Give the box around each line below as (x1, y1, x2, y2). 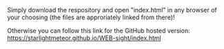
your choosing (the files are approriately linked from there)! (7, 13, 175, 21)
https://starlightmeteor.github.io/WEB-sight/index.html (7, 34, 161, 42)
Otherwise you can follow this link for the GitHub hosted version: (7, 27, 191, 35)
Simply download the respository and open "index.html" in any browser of (7, 6, 217, 14)
